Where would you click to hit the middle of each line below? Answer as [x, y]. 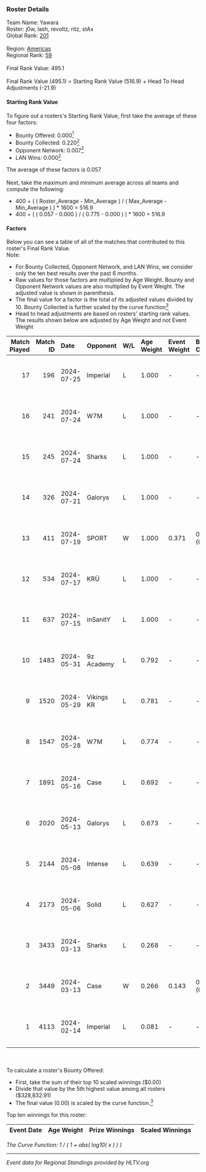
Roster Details [28, 9]
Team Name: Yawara [32, 23]
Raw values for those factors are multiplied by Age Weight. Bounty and [105, 280]
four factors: [22, 122]
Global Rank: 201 [28, 36]
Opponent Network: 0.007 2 [50, 149]
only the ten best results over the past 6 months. [76, 273]
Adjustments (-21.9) [31, 88]
